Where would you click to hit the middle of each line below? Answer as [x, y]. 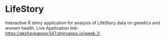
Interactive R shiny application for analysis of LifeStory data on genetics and [83, 23]
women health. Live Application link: [42, 28]
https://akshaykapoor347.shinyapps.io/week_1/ [53, 33]
